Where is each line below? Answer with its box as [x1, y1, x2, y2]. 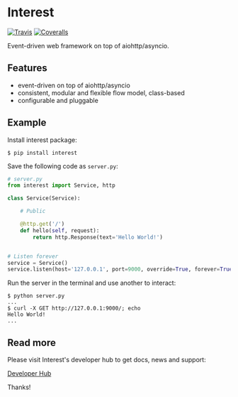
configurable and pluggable [17, 96, 99, 104]
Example [7, 116, 47, 129]
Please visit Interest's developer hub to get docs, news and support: [7, 356, 207, 364]
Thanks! [7, 383, 31, 391]
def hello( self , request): [20, 227, 100, 234]
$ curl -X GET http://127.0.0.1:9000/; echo [7, 305, 141, 312]
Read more [7, 337, 57, 349]
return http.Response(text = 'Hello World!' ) [33, 234, 163, 241]
